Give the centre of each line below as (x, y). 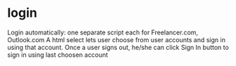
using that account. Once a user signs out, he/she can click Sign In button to (118, 47)
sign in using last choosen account (58, 55)
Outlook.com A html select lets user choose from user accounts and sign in (116, 39)
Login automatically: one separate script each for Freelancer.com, (103, 32)
